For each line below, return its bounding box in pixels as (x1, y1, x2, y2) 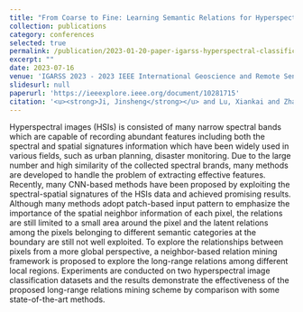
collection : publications (9, 22, 106, 31)
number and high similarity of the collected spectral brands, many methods (9, 160, 289, 171)
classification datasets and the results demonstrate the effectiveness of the (9, 275, 290, 286)
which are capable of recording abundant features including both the (9, 132, 266, 142)
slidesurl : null (9, 80, 70, 89)
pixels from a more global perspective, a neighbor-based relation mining (9, 246, 278, 257)
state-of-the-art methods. (9, 294, 106, 305)
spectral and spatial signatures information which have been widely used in (9, 141, 289, 151)
